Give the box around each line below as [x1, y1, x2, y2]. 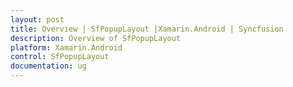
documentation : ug [10, 61, 87, 71]
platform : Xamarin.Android [10, 42, 123, 53]
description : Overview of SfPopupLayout [10, 33, 182, 43]
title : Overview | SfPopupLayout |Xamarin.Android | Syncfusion [10, 24, 284, 34]
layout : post [10, 14, 65, 25]
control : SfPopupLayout [10, 52, 110, 62]
